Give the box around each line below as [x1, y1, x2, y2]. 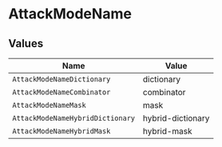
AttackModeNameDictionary [12, 75, 111, 84]
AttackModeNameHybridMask [12, 127, 111, 136]
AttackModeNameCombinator [12, 88, 111, 97]
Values [8, 37, 44, 50]
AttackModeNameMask [12, 101, 86, 109]
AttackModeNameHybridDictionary [12, 113, 136, 122]
